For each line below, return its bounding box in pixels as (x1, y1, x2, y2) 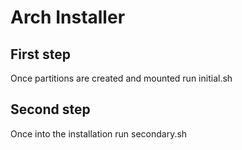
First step (10, 46, 71, 63)
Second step (10, 101, 91, 118)
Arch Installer (10, 6, 126, 29)
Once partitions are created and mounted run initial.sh (10, 72, 233, 84)
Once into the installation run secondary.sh (10, 127, 188, 140)
